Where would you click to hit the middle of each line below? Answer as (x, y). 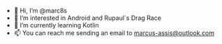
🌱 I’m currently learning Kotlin (56, 25)
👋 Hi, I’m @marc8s (40, 11)
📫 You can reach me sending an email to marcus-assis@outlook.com (114, 33)
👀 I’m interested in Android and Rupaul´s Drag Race (88, 18)
